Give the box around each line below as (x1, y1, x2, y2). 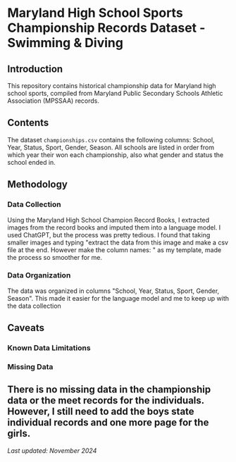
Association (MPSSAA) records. (7, 96, 100, 105)
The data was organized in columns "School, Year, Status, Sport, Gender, (7, 287, 220, 295)
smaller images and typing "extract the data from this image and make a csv (7, 238, 229, 246)
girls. (7, 427, 31, 439)
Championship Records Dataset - (7, 20, 206, 36)
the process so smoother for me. (7, 253, 103, 261)
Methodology (7, 178, 68, 191)
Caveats (7, 322, 44, 334)
